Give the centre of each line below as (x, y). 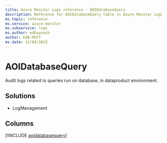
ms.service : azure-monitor (33, 24)
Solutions (20, 96)
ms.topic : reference (27, 19)
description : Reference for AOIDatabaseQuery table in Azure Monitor (79, 14)
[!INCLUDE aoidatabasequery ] (36, 136)
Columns (19, 123)
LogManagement (30, 108)
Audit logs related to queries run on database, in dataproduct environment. (82, 80)
